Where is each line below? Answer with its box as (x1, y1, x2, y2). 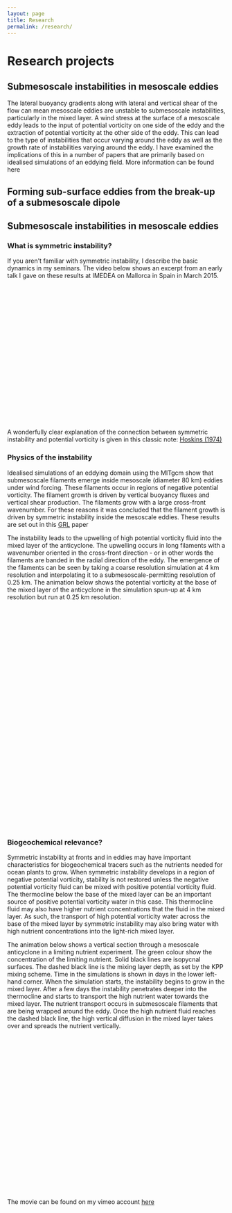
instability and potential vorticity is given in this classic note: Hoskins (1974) (7, 435, 222, 443)
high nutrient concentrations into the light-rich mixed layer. (7, 927, 175, 936)
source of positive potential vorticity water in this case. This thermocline (7, 897, 213, 906)
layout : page (7, 10, 45, 17)
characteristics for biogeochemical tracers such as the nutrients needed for (7, 861, 223, 869)
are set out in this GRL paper (7, 520, 89, 528)
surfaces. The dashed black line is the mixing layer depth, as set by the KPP (7, 963, 224, 971)
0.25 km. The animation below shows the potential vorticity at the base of (7, 578, 217, 586)
